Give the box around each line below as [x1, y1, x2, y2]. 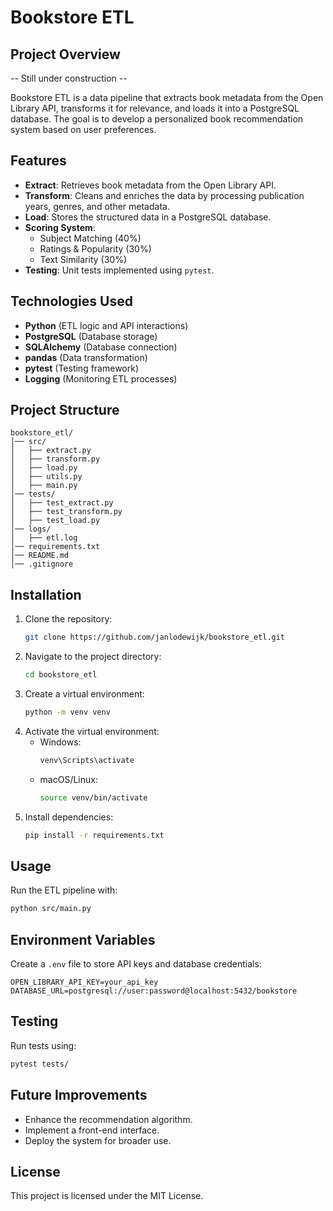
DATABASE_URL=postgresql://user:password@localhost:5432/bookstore [10, 986, 298, 996]
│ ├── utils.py [10, 472, 83, 482]
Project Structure [10, 402, 120, 419]
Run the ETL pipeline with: [10, 884, 118, 896]
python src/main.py [10, 904, 92, 914]
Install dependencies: [24, 811, 114, 823]
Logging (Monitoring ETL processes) [24, 372, 178, 385]
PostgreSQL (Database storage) [24, 330, 158, 342]
